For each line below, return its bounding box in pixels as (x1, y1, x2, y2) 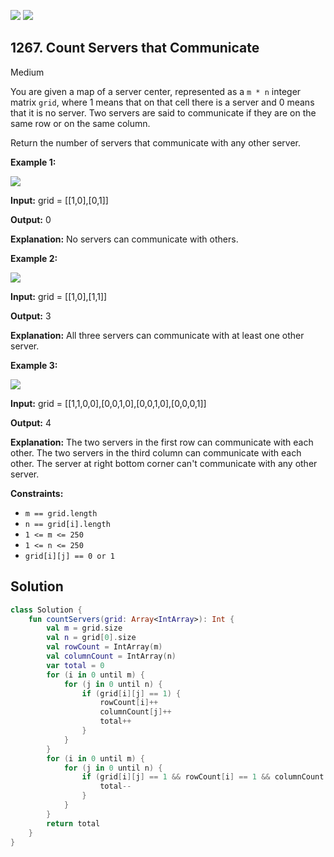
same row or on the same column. (10, 117, 151, 129)
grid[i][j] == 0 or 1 (24, 551, 115, 561)
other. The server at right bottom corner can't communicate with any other (10, 457, 318, 469)
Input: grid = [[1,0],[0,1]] (10, 194, 109, 206)
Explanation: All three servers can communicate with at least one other (10, 329, 305, 341)
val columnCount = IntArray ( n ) (46, 651, 177, 661)
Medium (10, 66, 45, 78)
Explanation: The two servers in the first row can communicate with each (10, 436, 314, 448)
